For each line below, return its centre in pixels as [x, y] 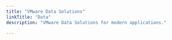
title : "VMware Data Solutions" [45, 11]
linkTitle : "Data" [28, 17]
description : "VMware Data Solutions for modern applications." [86, 22]
